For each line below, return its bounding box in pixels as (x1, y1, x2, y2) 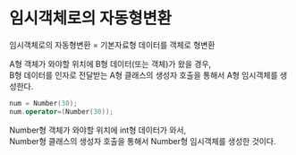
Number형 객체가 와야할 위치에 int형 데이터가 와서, (9, 125, 186, 135)
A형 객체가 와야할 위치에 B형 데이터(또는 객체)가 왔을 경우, (9, 58, 212, 69)
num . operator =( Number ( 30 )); (9, 107, 114, 116)
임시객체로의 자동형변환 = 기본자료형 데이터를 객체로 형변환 (9, 39, 216, 50)
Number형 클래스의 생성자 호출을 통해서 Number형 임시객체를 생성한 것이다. (9, 135, 276, 146)
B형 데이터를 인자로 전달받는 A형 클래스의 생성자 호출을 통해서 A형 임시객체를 (9, 69, 279, 81)
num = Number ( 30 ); (9, 99, 78, 108)
